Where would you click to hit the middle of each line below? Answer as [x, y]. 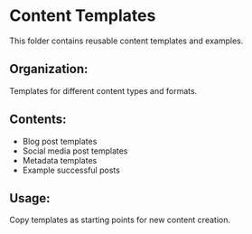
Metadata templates [60, 160]
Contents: [38, 120]
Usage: [30, 198]
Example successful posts [71, 170]
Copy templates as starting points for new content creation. [120, 220]
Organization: [49, 69]
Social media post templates [75, 151]
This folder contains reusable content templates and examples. [126, 41]
